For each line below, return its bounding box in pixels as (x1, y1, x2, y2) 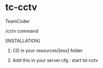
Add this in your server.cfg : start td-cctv (12, 57, 98, 63)
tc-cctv (5, 2, 38, 13)
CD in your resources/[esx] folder (12, 47, 83, 53)
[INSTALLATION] (5, 37, 41, 44)
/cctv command (5, 28, 39, 34)
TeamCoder (5, 18, 30, 24)
